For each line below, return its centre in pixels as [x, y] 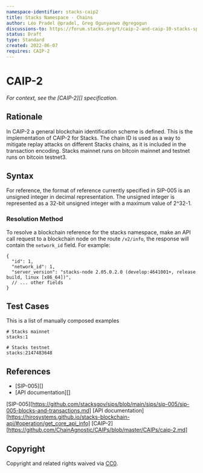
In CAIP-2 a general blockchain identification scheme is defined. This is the [100, 131]
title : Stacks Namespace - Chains [50, 18]
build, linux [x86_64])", [39, 277]
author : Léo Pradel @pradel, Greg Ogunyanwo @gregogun [77, 23]
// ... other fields [37, 282]
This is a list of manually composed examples [63, 321]
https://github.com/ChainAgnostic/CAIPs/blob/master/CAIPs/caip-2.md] [98, 430]
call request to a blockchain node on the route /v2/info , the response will [98, 239]
